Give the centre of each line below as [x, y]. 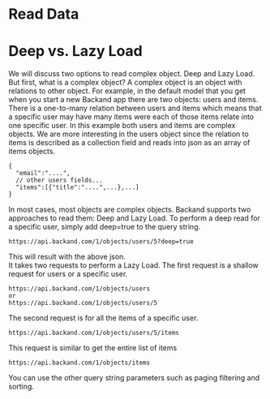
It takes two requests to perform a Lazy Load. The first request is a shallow [134, 265]
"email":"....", [43, 174]
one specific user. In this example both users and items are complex [122, 126]
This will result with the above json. [67, 257]
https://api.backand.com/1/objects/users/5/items [94, 333]
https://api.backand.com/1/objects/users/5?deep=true [101, 242]
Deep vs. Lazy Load [76, 51]
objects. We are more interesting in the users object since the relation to [129, 134]
